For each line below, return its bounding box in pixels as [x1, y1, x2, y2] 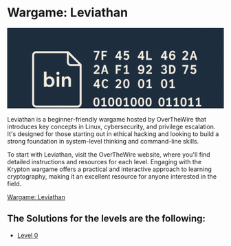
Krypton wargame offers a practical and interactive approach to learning [7, 165, 212, 173]
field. [7, 179, 22, 188]
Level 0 [16, 231, 38, 239]
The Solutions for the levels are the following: [7, 213, 206, 225]
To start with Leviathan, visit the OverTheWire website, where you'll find [7, 150, 211, 159]
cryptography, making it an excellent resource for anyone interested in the [7, 172, 217, 180]
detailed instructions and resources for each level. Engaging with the [7, 157, 201, 166]
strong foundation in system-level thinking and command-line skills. [7, 137, 199, 145]
